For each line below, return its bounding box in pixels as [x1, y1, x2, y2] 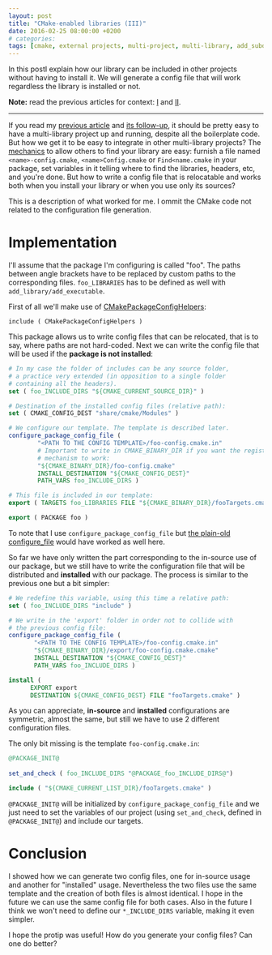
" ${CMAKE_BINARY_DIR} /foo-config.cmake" [37, 461, 176, 470]
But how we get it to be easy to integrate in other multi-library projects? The [8, 138, 261, 148]
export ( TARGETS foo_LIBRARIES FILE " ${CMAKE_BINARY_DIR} [8, 499, 212, 507]
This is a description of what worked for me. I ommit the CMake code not [8, 196, 253, 207]
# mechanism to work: [37, 454, 111, 462]
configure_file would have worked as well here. [8, 537, 166, 546]
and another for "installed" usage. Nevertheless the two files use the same [8, 880, 257, 889]
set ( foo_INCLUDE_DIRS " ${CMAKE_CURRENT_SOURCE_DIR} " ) [8, 387, 205, 396]
